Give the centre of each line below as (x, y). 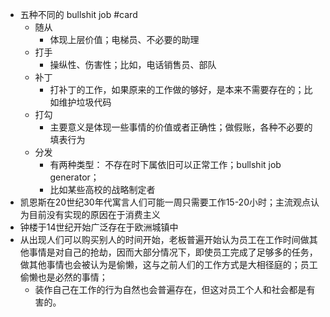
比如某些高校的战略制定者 (102, 189)
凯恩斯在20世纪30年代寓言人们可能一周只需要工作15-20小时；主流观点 (165, 202)
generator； (74, 177)
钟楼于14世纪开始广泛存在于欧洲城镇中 (99, 227)
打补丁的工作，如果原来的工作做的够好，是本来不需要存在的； (177, 89)
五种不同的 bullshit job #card (78, 14)
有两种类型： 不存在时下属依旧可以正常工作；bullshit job (165, 164)
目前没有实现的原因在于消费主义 (94, 214)
